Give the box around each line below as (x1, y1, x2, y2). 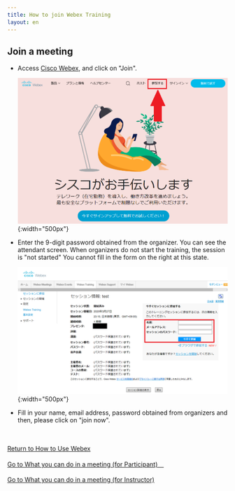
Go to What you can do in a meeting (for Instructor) (7, 476, 155, 484)
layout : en (7, 18, 39, 26)
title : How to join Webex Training (7, 11, 111, 18)
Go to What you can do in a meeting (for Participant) (7, 460, 158, 469)
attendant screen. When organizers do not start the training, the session (17, 246, 225, 254)
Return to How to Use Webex (7, 445, 91, 453)
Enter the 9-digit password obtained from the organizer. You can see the (17, 238, 227, 247)
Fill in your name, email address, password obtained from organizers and (17, 408, 228, 417)
